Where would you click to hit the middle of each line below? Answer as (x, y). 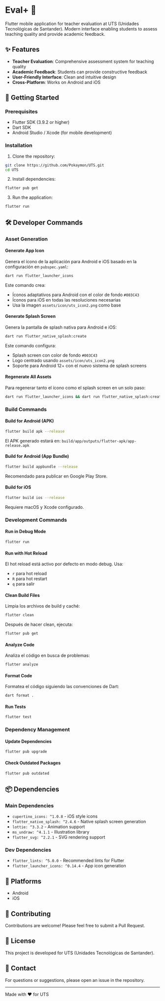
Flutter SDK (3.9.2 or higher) (41, 122)
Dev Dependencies (28, 850)
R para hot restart (30, 579)
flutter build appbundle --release (41, 467)
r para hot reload (29, 574)
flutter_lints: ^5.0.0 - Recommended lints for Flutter (68, 861)
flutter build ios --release (35, 498)
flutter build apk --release (35, 431)
